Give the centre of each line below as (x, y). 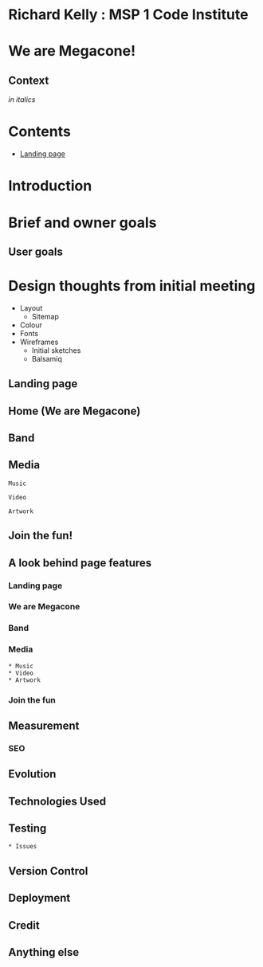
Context (29, 80)
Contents (40, 132)
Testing (27, 829)
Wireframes (39, 342)
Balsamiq (47, 358)
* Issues (23, 847)
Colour (31, 325)
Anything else (44, 952)
